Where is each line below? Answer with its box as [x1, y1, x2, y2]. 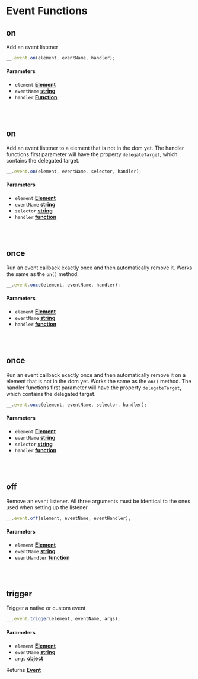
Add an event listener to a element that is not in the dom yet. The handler [6, 144, 184, 151]
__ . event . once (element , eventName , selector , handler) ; [6, 402, 147, 408]
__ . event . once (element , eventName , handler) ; [6, 282, 120, 288]
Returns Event [6, 666, 41, 673]
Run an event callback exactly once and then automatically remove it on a [6, 371, 186, 378]
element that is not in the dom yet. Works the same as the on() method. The [6, 377, 191, 385]
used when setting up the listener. [6, 503, 89, 511]
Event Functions [6, 4, 88, 18]
